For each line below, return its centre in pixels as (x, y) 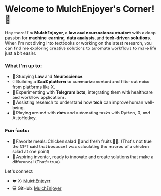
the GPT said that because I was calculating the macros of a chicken (80, 146)
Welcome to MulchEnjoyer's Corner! (80, 9)
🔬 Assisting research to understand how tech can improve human (78, 102)
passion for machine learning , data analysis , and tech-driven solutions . (78, 38)
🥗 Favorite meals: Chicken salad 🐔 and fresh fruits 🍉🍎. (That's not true (82, 141)
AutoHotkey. (24, 118)
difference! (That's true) (36, 162)
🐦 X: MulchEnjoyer (31, 181)
